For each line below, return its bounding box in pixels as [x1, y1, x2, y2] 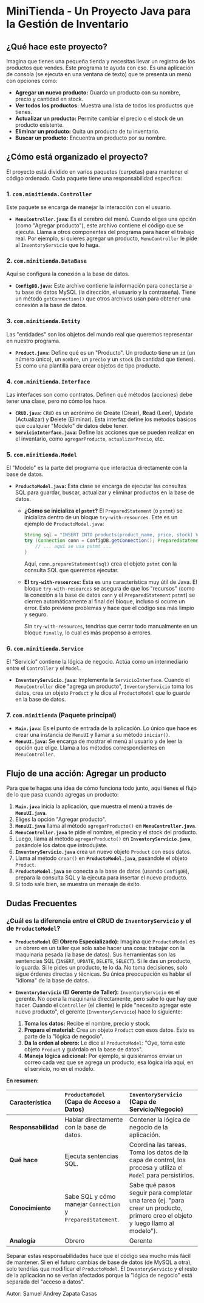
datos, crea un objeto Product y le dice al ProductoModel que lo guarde [15, 689, 191, 697]
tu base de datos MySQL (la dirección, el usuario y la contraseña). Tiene [15, 288, 196, 296]
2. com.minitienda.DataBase [6, 257, 87, 265]
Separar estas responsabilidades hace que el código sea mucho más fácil [6, 1252, 191, 1259]
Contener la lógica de [129, 1115, 191, 1124]
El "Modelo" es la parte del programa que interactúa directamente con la [6, 464, 188, 472]
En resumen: [6, 1077, 39, 1084]
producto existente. [15, 121, 64, 129]
